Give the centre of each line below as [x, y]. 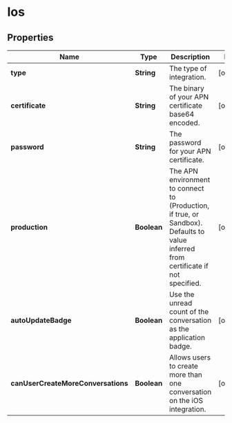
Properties [30, 38]
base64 [182, 114]
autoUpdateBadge [41, 320]
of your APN [189, 97]
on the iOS [186, 401]
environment [190, 180]
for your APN [190, 151]
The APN [184, 171]
